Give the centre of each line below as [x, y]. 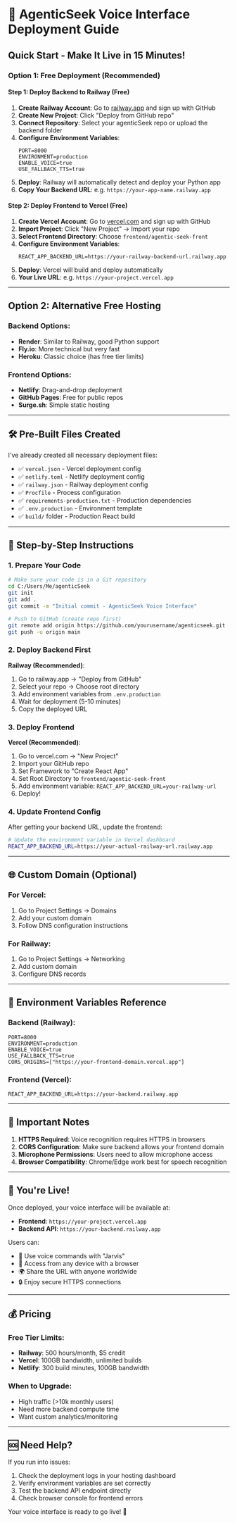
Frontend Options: [40, 375]
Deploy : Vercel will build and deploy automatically [91, 270]
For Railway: [30, 944]
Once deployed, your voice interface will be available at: [89, 1208]
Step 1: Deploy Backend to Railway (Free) [69, 92]
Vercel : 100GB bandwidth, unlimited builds [80, 1360]
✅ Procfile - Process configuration [70, 492]
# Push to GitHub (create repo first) [65, 619]
